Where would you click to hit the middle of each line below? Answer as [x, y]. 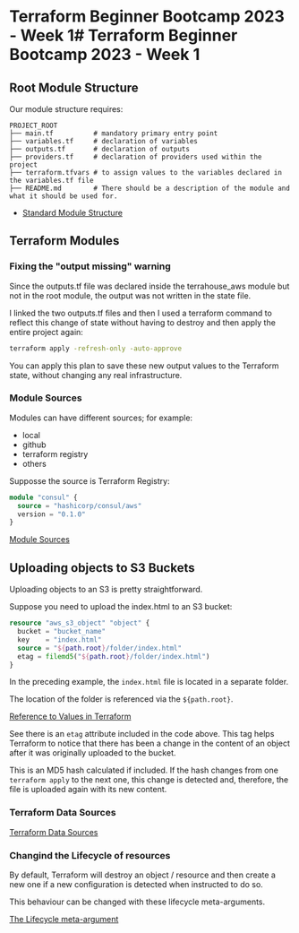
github [34, 445]
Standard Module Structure [73, 213]
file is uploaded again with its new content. [88, 790]
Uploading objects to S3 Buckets [102, 568]
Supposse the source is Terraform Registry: [90, 480]
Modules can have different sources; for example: [101, 418]
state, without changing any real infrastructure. [96, 375]
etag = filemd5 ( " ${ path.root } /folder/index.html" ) [114, 656]
